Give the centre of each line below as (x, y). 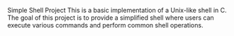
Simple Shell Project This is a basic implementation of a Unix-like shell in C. (117, 10)
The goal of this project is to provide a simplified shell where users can (111, 18)
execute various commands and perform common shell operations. (105, 25)
